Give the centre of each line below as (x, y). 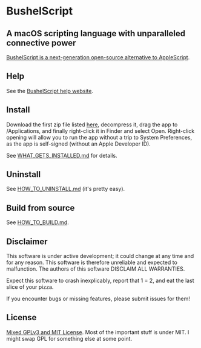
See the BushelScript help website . (50, 91)
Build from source (41, 208)
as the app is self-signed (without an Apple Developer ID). (79, 144)
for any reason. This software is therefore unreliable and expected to (92, 263)
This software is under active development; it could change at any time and (100, 256)
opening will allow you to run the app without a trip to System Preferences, (99, 137)
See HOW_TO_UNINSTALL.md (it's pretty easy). (66, 189)
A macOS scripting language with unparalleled (96, 34)
